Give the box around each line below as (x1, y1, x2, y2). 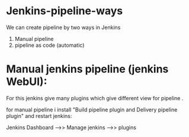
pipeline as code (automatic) (14, 42, 85, 49)
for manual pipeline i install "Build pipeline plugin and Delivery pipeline (6, 106, 178, 113)
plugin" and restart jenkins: (6, 112, 72, 119)
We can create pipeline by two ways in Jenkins (6, 24, 121, 31)
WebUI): (6, 75, 47, 88)
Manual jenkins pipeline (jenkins (6, 62, 169, 76)
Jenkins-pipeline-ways (6, 4, 123, 18)
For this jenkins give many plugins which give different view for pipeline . (6, 94, 184, 101)
